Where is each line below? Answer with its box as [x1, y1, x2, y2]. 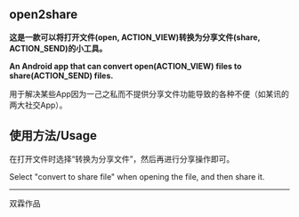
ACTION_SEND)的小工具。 [9, 43, 108, 53]
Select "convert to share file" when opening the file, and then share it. [9, 171, 265, 181]
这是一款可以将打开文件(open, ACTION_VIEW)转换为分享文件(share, [9, 31, 261, 43]
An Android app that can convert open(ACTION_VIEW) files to [9, 60, 242, 71]
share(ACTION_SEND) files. [9, 70, 114, 81]
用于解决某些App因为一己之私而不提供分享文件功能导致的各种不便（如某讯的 [9, 88, 289, 99]
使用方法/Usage [9, 128, 98, 143]
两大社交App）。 [9, 100, 68, 110]
